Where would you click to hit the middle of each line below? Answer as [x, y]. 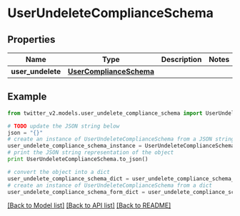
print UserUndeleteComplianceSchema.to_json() [78, 159]
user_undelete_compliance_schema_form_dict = [76, 192]
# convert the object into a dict [59, 172]
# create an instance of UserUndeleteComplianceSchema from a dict [110, 185]
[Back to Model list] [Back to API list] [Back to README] [89, 205]
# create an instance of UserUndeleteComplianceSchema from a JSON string [121, 139]
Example [27, 97]
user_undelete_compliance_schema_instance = [75, 146]
